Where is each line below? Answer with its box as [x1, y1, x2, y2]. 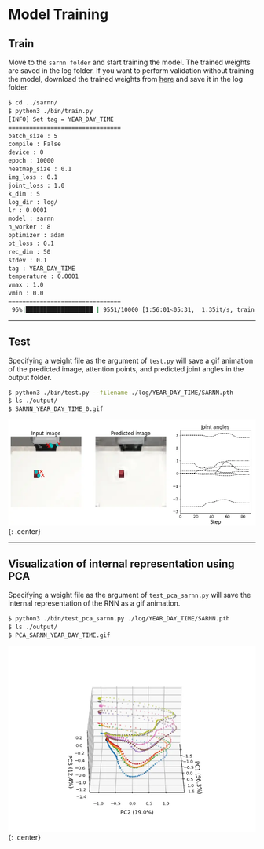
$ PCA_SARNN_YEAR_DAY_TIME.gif [8, 631, 111, 639]
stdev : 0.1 [8, 256, 47, 264]
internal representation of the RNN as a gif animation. [8, 598, 181, 608]
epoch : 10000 [8, 157, 55, 165]
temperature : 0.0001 [8, 273, 79, 280]
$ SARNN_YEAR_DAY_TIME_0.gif [8, 405, 104, 413]
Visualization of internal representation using [8, 557, 235, 570]
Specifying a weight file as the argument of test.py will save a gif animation [8, 356, 254, 365]
